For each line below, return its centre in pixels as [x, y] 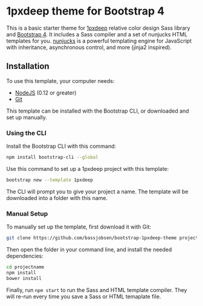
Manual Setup [27, 213]
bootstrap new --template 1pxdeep [50, 180]
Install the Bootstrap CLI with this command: [61, 146]
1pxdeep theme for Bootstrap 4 [85, 11]
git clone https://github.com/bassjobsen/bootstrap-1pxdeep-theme [92, 238]
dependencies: [25, 256]
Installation [28, 66]
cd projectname [25, 267]
